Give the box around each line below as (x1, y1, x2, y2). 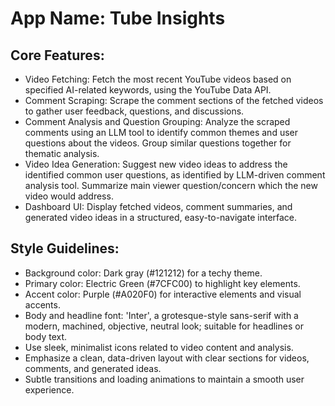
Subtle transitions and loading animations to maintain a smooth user (24, 373, 305, 385)
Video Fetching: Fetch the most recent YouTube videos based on (24, 73, 292, 85)
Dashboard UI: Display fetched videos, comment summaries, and (24, 201, 293, 212)
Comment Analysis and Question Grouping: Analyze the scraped (24, 116, 291, 127)
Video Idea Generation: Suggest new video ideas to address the (24, 158, 288, 170)
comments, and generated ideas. (24, 362, 162, 374)
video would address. (24, 190, 114, 202)
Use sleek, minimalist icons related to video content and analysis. (24, 341, 294, 353)
